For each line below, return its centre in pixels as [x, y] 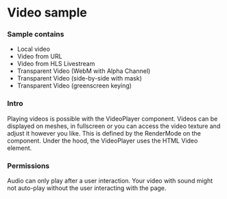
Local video [33, 49]
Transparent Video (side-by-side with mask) [80, 78]
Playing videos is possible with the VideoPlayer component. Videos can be [112, 118]
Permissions [28, 165]
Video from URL [40, 56]
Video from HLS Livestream [56, 64]
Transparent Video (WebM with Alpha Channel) [84, 71]
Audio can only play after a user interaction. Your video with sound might [110, 181]
